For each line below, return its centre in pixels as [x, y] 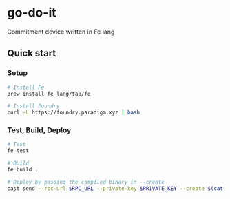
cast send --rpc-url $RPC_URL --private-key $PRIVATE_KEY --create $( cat [115, 188]
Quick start [32, 53]
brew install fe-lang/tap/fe [49, 94]
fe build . [23, 170]
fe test [18, 151]
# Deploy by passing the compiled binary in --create [86, 182]
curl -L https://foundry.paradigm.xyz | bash [73, 113]
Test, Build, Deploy [39, 130]
